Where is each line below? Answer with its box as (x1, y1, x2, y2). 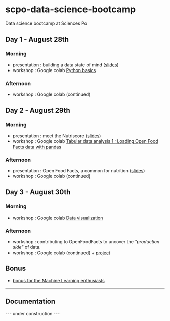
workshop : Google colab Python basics (12, 67, 96, 73)
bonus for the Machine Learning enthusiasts (12, 277, 105, 283)
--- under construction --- (5, 310, 60, 316)
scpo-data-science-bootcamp (5, 4, 136, 15)
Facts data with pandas (12, 144, 62, 150)
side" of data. (12, 244, 41, 250)
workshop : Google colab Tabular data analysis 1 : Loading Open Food (12, 138, 158, 144)
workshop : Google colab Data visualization (12, 215, 103, 221)
